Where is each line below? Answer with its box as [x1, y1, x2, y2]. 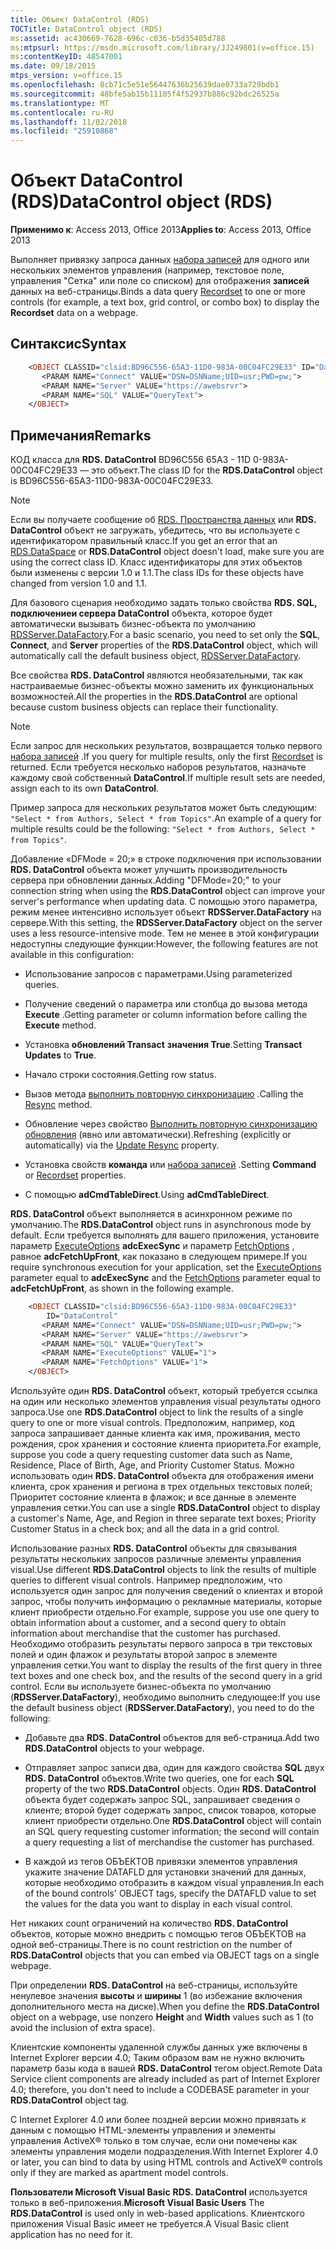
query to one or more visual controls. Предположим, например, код [10, 1417, 295, 1429]
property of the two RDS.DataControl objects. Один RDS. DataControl [24, 1783, 317, 1795]
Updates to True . [24, 1049, 97, 1061]
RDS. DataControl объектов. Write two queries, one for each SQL [24, 1772, 295, 1785]
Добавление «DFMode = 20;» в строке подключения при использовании [10, 853, 322, 865]
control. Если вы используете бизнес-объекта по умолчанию [10, 1681, 272, 1693]
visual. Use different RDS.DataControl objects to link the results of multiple [10, 1564, 317, 1576]
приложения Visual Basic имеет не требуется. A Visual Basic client [10, 2218, 290, 2230]
